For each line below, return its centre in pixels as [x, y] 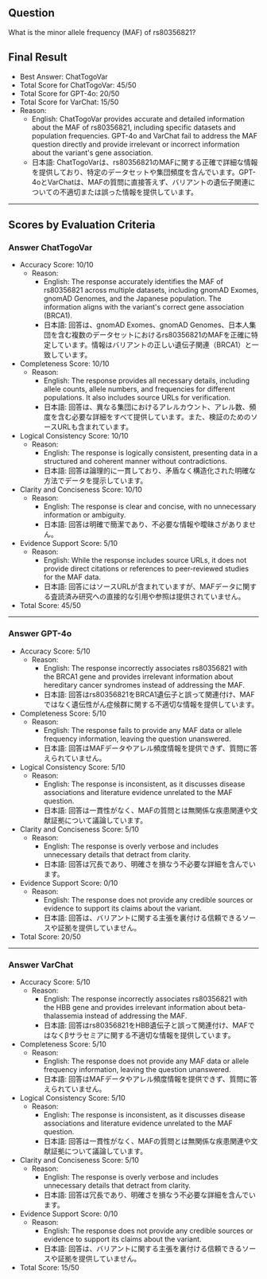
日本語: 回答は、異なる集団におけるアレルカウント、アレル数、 [146, 407]
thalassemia [63, 1016]
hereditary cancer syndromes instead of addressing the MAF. [144, 684]
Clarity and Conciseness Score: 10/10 [81, 489]
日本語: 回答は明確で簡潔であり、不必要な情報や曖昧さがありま [146, 524]
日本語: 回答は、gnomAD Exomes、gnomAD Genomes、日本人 [146, 325]
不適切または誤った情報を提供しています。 [129, 192]
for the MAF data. [72, 577]
